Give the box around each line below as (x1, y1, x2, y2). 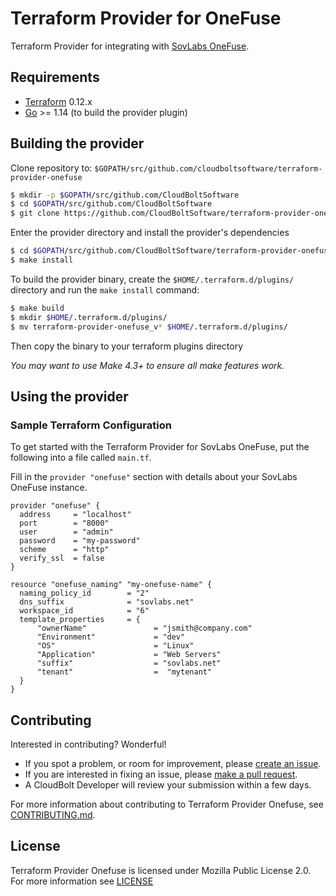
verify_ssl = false (19, 553, 105, 564)
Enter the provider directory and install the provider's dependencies (10, 227, 290, 239)
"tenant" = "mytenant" (36, 667, 213, 677)
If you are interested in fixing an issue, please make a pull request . (24, 768, 298, 781)
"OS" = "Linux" (36, 641, 195, 651)
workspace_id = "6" (19, 606, 150, 616)
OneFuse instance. (10, 482, 88, 494)
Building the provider (10, 135, 145, 152)
